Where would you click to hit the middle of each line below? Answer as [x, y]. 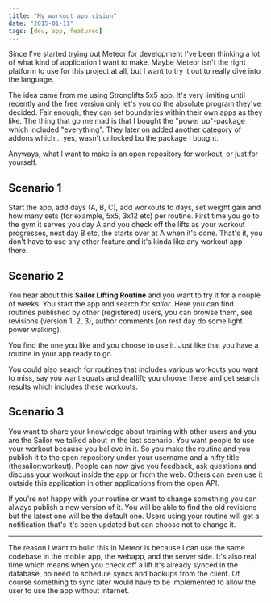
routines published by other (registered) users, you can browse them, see [131, 312]
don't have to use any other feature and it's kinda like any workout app [125, 242]
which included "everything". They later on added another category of [125, 129]
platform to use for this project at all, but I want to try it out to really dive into [135, 71]
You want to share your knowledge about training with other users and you [132, 431]
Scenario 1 [35, 188]
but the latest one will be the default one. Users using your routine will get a [134, 516]
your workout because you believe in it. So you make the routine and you [129, 449]
